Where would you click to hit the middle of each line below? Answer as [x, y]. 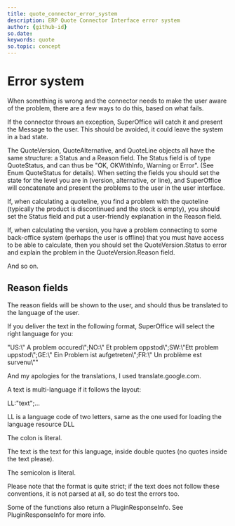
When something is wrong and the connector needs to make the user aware [117, 101]
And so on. [23, 266]
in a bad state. [28, 136]
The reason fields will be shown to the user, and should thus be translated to [117, 305]
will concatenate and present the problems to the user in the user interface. [116, 188]
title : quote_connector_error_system [62, 14]
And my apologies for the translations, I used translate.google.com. [104, 376]
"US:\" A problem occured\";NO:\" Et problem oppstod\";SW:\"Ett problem [113, 347]
